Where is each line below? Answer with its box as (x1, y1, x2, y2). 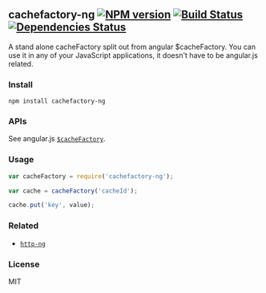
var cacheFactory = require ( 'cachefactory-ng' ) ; (8, 172, 174, 181)
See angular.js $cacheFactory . (8, 134, 106, 144)
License (8, 258, 40, 270)
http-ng (19, 240, 46, 248)
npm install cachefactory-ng (8, 97, 106, 105)
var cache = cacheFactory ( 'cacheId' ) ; (8, 186, 138, 195)
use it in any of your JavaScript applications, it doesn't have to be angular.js (8, 50, 258, 60)
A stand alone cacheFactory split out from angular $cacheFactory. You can (8, 42, 256, 51)
